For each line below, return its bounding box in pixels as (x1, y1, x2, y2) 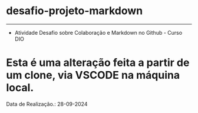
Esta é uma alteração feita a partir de (6, 56, 190, 69)
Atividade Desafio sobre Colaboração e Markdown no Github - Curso (14, 29, 183, 36)
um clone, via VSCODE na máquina (6, 69, 180, 82)
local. (6, 81, 34, 95)
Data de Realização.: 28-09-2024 (6, 100, 88, 107)
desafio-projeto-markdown (6, 4, 143, 18)
